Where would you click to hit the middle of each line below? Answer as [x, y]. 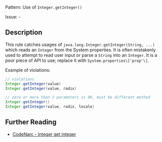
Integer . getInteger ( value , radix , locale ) [50, 107]
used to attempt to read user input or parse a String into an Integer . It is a [81, 55]
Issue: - [13, 17]
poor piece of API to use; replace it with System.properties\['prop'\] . [77, 60]
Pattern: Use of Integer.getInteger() [44, 7]
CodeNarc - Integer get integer [44, 134]
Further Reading [31, 122]
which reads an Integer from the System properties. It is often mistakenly [81, 50]
